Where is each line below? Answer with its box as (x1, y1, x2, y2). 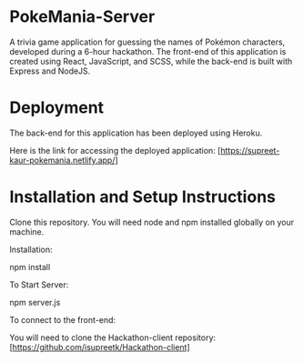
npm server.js (9, 297, 61, 307)
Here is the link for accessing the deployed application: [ (9, 145, 221, 156)
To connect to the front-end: (9, 314, 116, 325)
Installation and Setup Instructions (9, 186, 276, 207)
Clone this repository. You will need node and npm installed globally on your (9, 216, 294, 227)
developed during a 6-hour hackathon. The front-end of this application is (9, 45, 287, 56)
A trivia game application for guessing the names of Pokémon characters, (9, 36, 286, 47)
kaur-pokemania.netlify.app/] (9, 155, 118, 166)
